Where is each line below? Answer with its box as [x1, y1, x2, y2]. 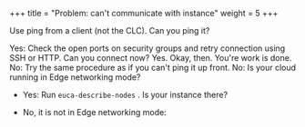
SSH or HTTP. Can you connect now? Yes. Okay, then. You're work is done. [9, 53, 292, 63]
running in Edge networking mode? [9, 72, 141, 83]
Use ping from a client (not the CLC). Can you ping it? [9, 25, 210, 35]
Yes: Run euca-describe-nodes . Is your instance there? [22, 90, 229, 100]
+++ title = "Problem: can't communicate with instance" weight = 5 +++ [9, 8, 279, 18]
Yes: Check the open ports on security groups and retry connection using [9, 43, 286, 54]
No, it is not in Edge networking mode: [22, 107, 167, 117]
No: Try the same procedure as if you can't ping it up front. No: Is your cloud [9, 63, 297, 73]
